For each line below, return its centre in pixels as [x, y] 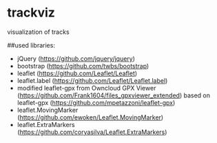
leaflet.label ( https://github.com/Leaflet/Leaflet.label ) [92, 80]
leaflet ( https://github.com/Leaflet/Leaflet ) [77, 73]
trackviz [31, 13]
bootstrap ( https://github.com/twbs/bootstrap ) [83, 66]
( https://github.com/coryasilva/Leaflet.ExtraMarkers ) [92, 132]
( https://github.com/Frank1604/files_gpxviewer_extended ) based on [113, 95]
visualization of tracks [39, 32]
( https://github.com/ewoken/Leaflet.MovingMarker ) [90, 117]
